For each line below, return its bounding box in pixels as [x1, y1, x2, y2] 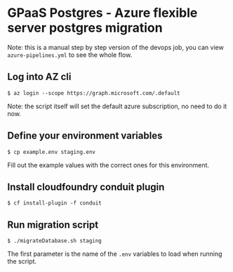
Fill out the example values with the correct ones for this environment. [7, 160, 209, 169]
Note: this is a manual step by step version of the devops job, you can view [7, 43, 225, 51]
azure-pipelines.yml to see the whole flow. [7, 51, 133, 59]
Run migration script [7, 219, 99, 231]
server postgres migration [7, 20, 163, 36]
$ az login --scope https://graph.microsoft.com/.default [7, 89, 180, 96]
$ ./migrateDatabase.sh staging [7, 238, 102, 245]
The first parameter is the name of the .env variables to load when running [7, 250, 222, 258]
